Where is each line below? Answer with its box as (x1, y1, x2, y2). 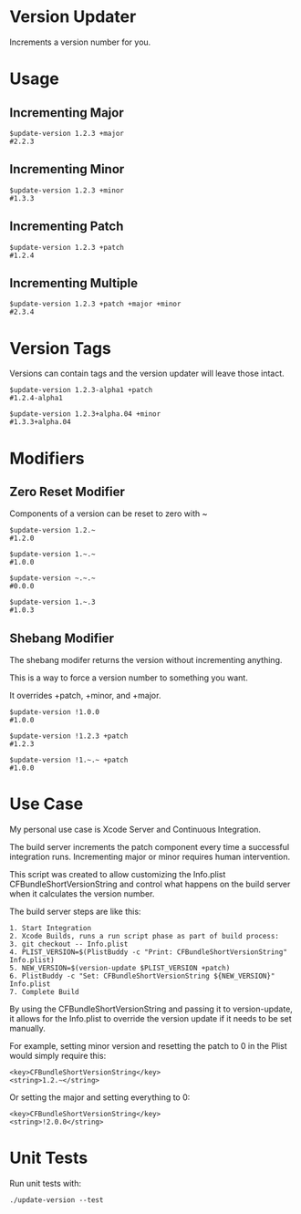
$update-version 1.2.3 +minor (9, 185, 125, 195)
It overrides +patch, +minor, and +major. (9, 690, 161, 701)
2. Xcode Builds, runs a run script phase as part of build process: (9, 932, 280, 941)
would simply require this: (9, 1051, 107, 1062)
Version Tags (9, 337, 112, 358)
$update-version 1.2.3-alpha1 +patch (9, 386, 153, 395)
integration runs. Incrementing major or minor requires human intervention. (9, 851, 290, 863)
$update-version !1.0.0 (9, 708, 100, 717)
